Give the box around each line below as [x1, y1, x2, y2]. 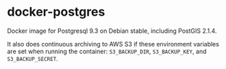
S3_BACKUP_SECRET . [7, 54, 58, 62]
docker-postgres [7, 4, 105, 20]
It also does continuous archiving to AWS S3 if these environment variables [7, 40, 219, 48]
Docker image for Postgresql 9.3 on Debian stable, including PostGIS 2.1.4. [7, 27, 217, 35]
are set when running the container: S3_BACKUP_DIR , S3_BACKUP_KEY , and [7, 47, 207, 55]
